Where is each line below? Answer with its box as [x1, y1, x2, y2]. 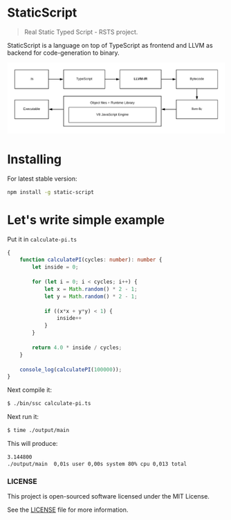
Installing [7, 152, 62, 167]
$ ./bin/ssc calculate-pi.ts [7, 400, 91, 407]
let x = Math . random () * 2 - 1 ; [44, 285, 138, 292]
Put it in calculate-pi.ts [7, 235, 77, 243]
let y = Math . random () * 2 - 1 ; [44, 293, 138, 300]
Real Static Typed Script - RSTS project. [24, 28, 138, 36]
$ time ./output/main [7, 427, 70, 434]
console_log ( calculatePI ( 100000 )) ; [19, 366, 122, 373]
